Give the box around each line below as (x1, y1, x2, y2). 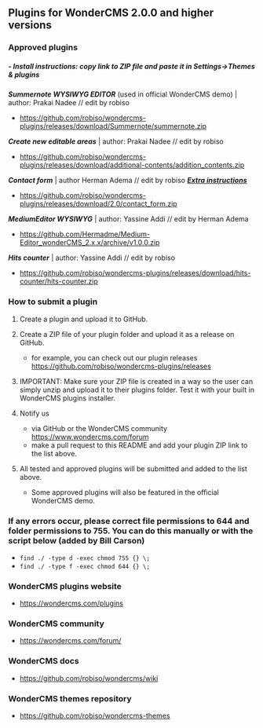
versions (8, 19, 53, 32)
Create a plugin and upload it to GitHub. (19, 314, 148, 324)
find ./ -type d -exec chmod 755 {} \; (19, 554, 151, 562)
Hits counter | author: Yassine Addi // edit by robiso (8, 253, 175, 262)
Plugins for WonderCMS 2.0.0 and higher (8, 6, 214, 20)
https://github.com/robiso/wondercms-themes (19, 711, 170, 721)
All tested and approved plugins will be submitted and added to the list (19, 463, 247, 474)
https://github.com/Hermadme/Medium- (19, 229, 151, 239)
